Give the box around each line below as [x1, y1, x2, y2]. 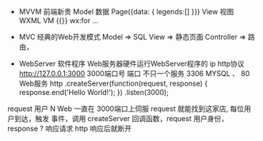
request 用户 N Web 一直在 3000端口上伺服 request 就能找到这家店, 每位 [7, 104, 245, 113]
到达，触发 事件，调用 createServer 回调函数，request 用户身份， [13, 114, 229, 123]
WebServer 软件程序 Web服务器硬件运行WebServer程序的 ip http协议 [18, 59, 245, 68]
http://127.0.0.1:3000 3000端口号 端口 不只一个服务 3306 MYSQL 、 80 [18, 69, 250, 78]
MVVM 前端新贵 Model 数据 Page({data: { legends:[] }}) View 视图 [18, 7, 234, 16]
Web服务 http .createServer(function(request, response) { [18, 78, 208, 88]
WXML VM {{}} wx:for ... [18, 16, 99, 25]
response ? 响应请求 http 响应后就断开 [7, 124, 132, 133]
